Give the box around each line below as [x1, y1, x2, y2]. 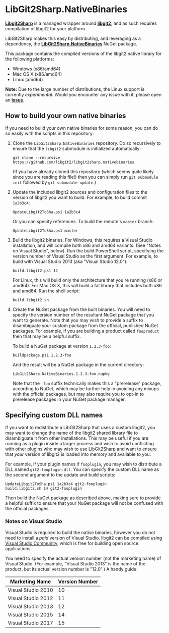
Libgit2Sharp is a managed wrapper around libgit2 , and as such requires [5, 20, 157, 26]
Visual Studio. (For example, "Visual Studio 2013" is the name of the [5, 560, 146, 566]
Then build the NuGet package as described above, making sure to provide [5, 495, 161, 501]
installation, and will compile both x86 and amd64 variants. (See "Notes [12, 242, 161, 248]
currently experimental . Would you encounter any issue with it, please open [5, 91, 162, 97]
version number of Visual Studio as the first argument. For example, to [12, 253, 158, 259]
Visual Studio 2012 [8, 595, 53, 602]
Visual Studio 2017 [8, 619, 53, 626]
